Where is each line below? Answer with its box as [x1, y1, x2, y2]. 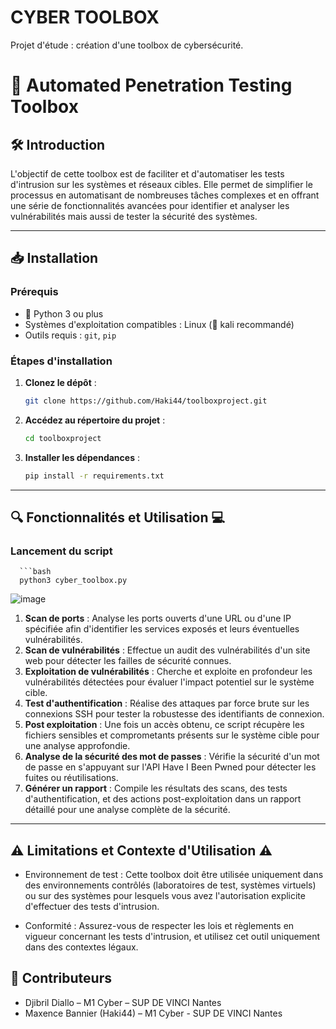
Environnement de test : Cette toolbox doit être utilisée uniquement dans [24, 869, 324, 881]
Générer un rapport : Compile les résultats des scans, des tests [24, 782, 288, 795]
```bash [19, 567, 52, 577]
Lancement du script [10, 544, 113, 558]
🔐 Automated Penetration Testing [10, 74, 293, 97]
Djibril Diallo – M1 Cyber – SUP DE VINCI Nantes [24, 996, 222, 1008]
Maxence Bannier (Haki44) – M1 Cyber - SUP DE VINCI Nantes [24, 1007, 283, 1019]
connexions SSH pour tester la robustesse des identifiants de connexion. [24, 708, 325, 720]
